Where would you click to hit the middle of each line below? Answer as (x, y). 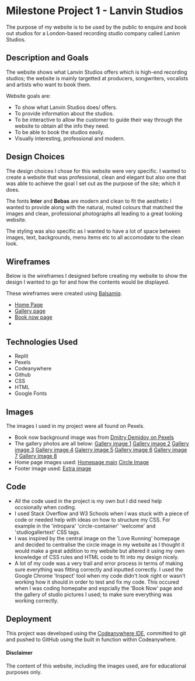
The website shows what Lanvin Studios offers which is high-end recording (97, 72)
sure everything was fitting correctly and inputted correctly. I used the (99, 569)
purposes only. (24, 672)
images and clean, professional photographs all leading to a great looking (94, 213)
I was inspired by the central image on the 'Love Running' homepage (97, 538)
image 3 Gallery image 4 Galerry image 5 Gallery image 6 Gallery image (101, 450)
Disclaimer (20, 653)
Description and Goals (47, 58)
